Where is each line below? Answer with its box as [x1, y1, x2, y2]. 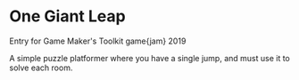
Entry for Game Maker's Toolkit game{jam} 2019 [9, 36, 187, 46]
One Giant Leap [9, 6, 127, 27]
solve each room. [9, 62, 73, 73]
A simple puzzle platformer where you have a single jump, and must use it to [9, 52, 290, 63]
